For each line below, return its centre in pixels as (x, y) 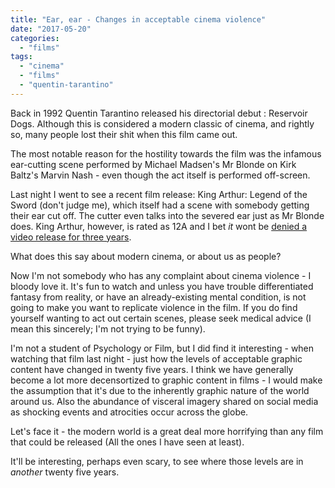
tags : (21, 57)
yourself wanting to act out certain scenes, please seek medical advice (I (161, 318)
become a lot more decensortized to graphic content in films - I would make (166, 380)
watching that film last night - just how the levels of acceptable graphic (156, 358)
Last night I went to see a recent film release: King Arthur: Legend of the (159, 194)
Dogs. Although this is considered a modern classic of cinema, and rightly (162, 123)
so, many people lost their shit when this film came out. (124, 134)
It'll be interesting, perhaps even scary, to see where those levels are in (157, 461)
